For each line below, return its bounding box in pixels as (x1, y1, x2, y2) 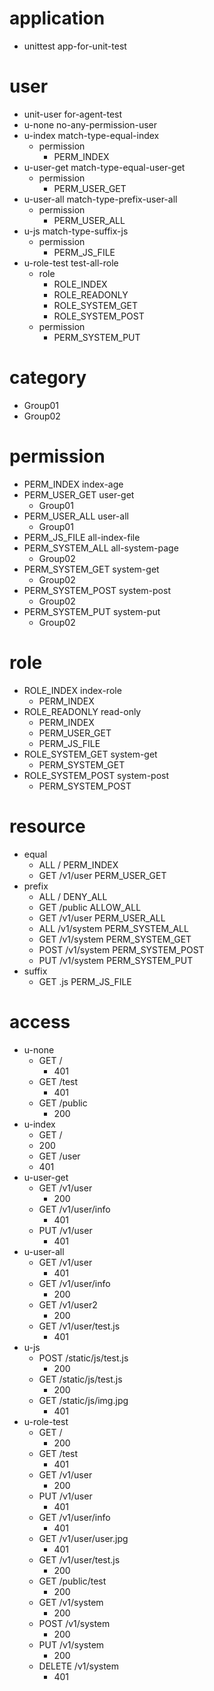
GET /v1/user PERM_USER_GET (38, 869, 167, 881)
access (9, 1010, 71, 1033)
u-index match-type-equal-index (23, 129, 160, 141)
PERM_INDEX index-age (23, 478, 124, 490)
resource (9, 815, 86, 837)
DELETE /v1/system (38, 1660, 120, 1672)
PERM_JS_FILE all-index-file (23, 531, 141, 543)
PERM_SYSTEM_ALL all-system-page (23, 542, 179, 554)
